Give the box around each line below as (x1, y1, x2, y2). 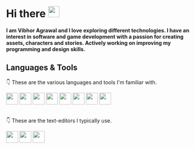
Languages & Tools (6, 62, 78, 73)
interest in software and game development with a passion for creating (6, 33, 184, 40)
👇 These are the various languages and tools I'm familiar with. (6, 78, 157, 85)
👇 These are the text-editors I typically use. (6, 117, 112, 124)
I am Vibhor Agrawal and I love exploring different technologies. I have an (6, 27, 190, 34)
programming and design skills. (6, 45, 86, 52)
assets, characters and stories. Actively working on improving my (6, 39, 171, 47)
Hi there (6, 7, 46, 21)
